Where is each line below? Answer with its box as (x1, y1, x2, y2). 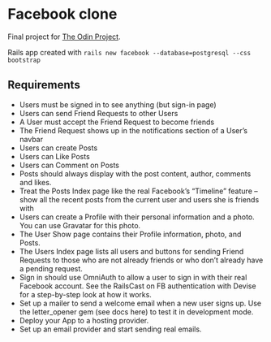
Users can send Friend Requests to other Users (19, 108, 179, 118)
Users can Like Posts (19, 151, 90, 161)
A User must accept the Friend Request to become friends (19, 117, 215, 127)
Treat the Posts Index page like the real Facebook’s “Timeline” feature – (19, 186, 258, 196)
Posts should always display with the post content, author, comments (19, 168, 252, 179)
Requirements (7, 78, 80, 92)
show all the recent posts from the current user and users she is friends (19, 194, 260, 204)
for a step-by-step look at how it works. (19, 289, 152, 299)
